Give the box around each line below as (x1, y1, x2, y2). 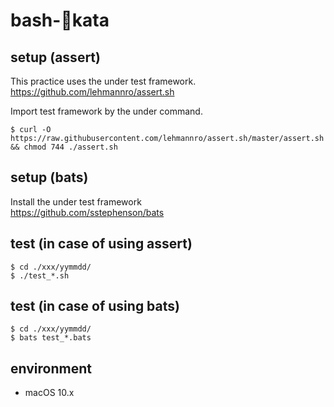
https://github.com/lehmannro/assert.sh (10, 86, 175, 98)
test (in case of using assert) (10, 235, 193, 253)
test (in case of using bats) (10, 298, 180, 315)
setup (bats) (10, 169, 89, 186)
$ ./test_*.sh (10, 270, 70, 281)
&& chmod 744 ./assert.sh (10, 142, 118, 152)
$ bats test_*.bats (10, 333, 92, 343)
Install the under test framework (10, 195, 142, 208)
